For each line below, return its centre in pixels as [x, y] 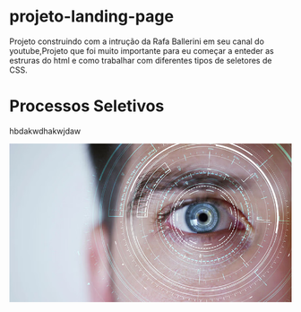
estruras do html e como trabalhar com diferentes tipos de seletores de [141, 60]
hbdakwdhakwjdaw [45, 131]
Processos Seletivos [87, 106]
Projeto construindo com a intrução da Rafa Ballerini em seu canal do [137, 41]
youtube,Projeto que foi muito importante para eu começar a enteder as [142, 50]
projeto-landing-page [92, 17]
